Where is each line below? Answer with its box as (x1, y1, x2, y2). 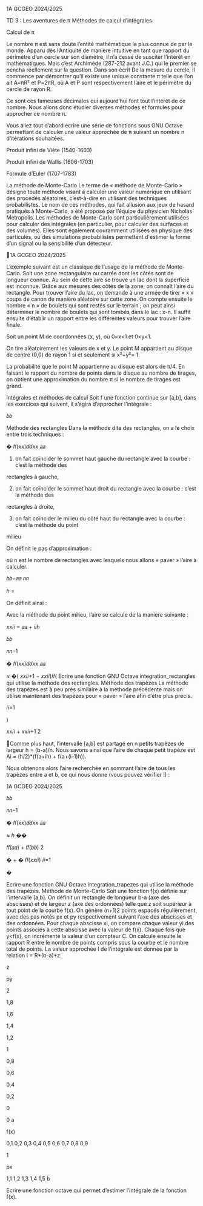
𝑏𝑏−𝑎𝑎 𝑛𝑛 (6, 575, 29, 581)
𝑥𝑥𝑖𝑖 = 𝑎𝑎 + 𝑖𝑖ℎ (6, 623, 41, 630)
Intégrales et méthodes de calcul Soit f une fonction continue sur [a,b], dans (6, 394, 197, 401)
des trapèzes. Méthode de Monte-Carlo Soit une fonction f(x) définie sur (6, 888, 188, 894)
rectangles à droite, (6, 503, 55, 510)
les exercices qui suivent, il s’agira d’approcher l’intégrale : (6, 400, 152, 407)
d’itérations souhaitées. (6, 135, 65, 142)
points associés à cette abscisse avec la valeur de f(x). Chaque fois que (6, 926, 186, 933)
